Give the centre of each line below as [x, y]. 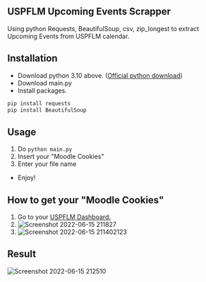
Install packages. [42, 90]
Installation [32, 58]
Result [22, 254]
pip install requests [39, 103]
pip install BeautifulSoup [47, 110]
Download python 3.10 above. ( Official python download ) [100, 75]
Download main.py [45, 83]
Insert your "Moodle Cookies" [61, 157]
